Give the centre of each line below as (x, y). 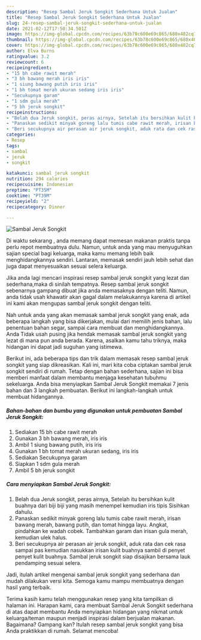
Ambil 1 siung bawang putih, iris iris (58, 445)
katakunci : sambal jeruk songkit (48, 174)
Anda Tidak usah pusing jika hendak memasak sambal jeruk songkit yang (97, 334)
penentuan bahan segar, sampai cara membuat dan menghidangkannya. (95, 328)
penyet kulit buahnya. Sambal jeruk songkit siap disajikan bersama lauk (103, 557)
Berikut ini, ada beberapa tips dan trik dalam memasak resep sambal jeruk (98, 358)
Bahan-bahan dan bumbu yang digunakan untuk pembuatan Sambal (94, 410)
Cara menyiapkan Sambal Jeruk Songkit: (59, 484)
